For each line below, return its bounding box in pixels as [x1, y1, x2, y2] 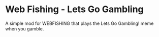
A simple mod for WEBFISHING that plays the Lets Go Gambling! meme [5, 20, 154, 26]
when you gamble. [5, 25, 44, 31]
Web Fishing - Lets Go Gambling [5, 4, 144, 15]
